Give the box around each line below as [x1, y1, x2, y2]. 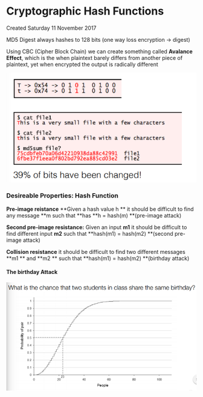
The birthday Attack [6, 269, 58, 276]
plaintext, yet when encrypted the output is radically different [6, 61, 158, 68]
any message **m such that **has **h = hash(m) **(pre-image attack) [6, 212, 182, 219]
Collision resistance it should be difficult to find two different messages [6, 248, 185, 255]
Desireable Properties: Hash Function [6, 192, 119, 200]
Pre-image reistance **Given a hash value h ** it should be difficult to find [6, 205, 194, 213]
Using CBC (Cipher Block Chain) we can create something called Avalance [6, 47, 193, 55]
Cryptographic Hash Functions [6, 4, 164, 18]
